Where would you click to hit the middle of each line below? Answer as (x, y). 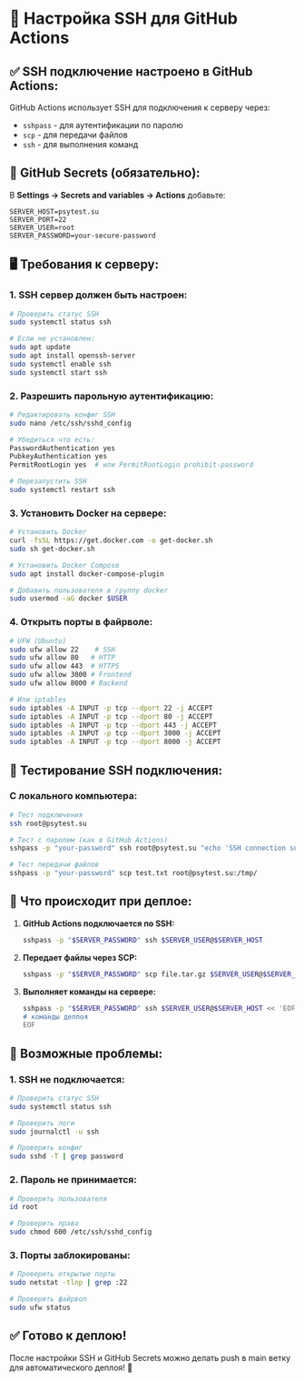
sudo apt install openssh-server (73, 356)
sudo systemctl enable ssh (60, 364)
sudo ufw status (40, 1307)
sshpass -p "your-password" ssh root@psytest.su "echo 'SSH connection (148, 848)
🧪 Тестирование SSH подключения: (116, 770)
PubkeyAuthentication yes (58, 457)
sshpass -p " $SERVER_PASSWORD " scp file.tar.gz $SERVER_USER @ (143, 974)
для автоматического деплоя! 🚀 (71, 1367)
